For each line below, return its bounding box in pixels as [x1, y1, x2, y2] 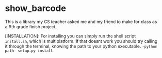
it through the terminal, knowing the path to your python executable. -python [5, 43, 158, 49]
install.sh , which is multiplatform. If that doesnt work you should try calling [5, 38, 158, 44]
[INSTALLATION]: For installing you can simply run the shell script [5, 33, 136, 39]
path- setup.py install [5, 48, 53, 53]
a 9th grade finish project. [5, 23, 57, 29]
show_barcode [5, 3, 66, 14]
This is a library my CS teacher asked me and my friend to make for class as [5, 19, 157, 24]
